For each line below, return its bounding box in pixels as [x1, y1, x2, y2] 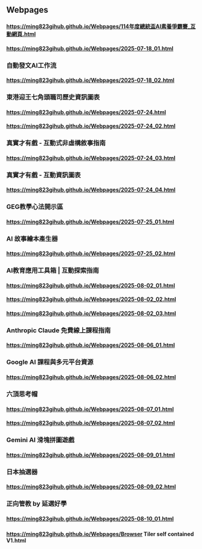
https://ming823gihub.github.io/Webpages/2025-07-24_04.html [6, 186, 176, 194]
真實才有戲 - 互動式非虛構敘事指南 [6, 139, 106, 147]
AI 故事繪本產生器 [6, 235, 58, 243]
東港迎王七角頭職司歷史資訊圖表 [6, 93, 100, 101]
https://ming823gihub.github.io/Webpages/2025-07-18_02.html [6, 76, 175, 84]
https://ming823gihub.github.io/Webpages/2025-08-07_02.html [6, 420, 175, 427]
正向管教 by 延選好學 [6, 500, 67, 508]
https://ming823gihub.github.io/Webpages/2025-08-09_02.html [6, 483, 176, 490]
